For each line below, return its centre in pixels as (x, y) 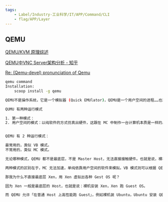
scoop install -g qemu (38, 91)
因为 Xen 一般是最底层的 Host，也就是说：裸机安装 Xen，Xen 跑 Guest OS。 (76, 186)
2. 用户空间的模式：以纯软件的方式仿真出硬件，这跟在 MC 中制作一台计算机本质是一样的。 (85, 123)
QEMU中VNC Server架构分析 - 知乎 (42, 62)
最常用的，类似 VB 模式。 (28, 145)
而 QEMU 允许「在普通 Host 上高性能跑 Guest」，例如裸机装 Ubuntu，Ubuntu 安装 (81, 195)
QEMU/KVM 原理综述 (27, 52)
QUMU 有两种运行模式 (24, 109)
